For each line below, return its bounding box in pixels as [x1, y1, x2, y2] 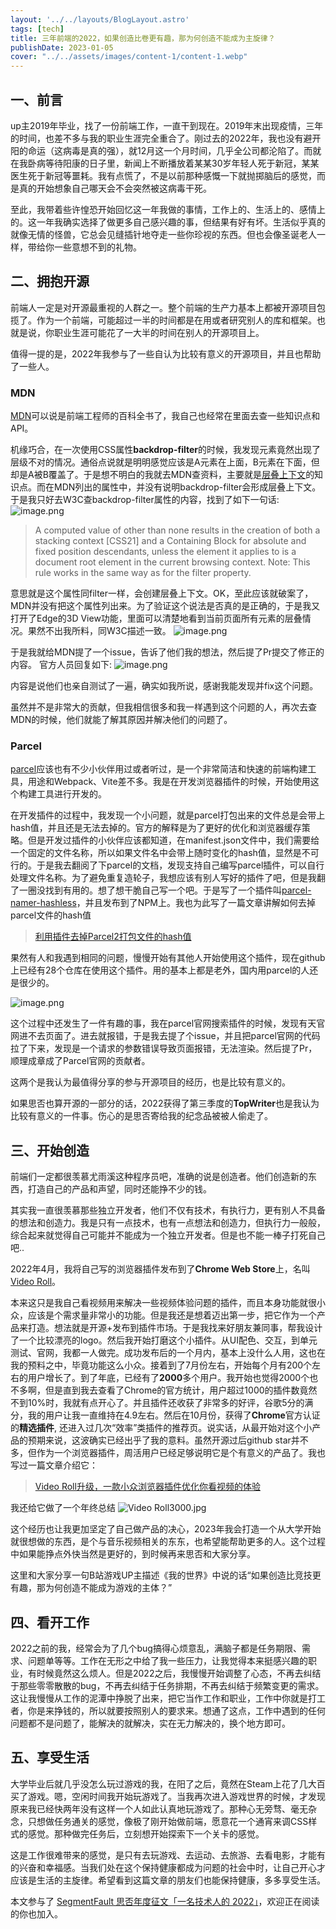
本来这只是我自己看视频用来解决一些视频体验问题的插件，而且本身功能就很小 [10, 1297, 326, 1309]
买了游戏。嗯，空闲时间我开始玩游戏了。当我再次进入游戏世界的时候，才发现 [10, 1790, 326, 1802]
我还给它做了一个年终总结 [10, 1502, 116, 1514]
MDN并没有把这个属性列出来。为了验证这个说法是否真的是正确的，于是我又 [10, 600, 321, 612]
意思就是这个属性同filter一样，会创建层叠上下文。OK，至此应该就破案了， [10, 587, 314, 600]
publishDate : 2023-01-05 [10, 42, 114, 53]
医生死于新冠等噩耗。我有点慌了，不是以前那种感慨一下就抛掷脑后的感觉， [10, 169, 317, 181]
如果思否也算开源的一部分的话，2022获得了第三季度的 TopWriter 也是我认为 [10, 1097, 320, 1110]
